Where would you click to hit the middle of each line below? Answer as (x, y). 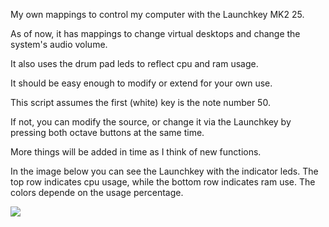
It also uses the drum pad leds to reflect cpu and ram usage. (134, 63)
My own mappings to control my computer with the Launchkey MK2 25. (157, 14)
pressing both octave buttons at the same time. (107, 132)
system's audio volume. (59, 44)
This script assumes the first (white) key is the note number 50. (140, 102)
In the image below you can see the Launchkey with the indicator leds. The (164, 171)
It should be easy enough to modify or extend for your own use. (141, 83)
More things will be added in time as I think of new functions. (136, 152)
